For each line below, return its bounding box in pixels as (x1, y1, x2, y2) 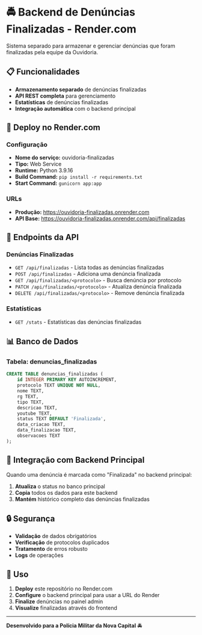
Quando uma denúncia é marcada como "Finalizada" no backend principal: (6, 471, 192, 478)
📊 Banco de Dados (6, 336, 79, 347)
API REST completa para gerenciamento (14, 92, 116, 99)
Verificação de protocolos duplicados (14, 539, 109, 546)
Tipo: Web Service (14, 161, 62, 168)
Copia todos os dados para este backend (14, 489, 118, 496)
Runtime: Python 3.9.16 (14, 167, 73, 174)
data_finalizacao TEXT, (17, 427, 77, 433)
